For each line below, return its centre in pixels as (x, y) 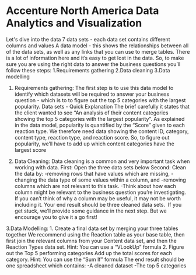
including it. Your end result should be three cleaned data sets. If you (98, 204)
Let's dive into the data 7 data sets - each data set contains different (88, 39)
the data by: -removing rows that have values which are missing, (92, 173)
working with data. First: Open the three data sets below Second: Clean (100, 167)
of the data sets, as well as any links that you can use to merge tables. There (98, 51)
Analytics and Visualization (74, 23)
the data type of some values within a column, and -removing (112, 180)
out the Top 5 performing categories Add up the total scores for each (89, 253)
